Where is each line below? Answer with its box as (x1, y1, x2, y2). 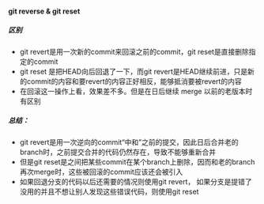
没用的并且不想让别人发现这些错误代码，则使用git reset (19, 187, 199, 196)
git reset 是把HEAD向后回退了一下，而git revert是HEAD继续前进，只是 (19, 66, 247, 76)
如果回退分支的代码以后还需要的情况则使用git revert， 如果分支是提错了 (19, 176, 252, 186)
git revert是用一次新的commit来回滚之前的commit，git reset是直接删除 (19, 47, 249, 56)
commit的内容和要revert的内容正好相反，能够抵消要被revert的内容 (26, 76, 243, 86)
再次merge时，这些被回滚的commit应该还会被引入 (19, 167, 183, 176)
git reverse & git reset (8, 6, 81, 16)
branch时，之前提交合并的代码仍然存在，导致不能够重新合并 (19, 147, 217, 157)
